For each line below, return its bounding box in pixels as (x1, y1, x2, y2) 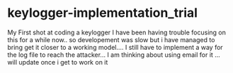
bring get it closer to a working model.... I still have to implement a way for (7, 43, 223, 51)
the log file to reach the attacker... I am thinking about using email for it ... (7, 51, 221, 59)
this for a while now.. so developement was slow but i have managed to (7, 35, 215, 44)
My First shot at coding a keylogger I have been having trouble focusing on (7, 28, 227, 36)
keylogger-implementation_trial (7, 5, 198, 21)
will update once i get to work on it (7, 58, 108, 66)
